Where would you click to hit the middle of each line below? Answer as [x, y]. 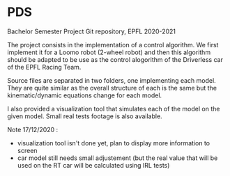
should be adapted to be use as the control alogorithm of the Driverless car [115, 59]
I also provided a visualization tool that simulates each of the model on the [114, 109]
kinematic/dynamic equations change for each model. [85, 95]
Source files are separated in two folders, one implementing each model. [112, 80]
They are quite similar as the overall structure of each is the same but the [112, 88]
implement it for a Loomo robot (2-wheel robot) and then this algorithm [109, 52]
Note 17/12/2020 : [33, 129]
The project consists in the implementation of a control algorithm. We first [113, 45]
